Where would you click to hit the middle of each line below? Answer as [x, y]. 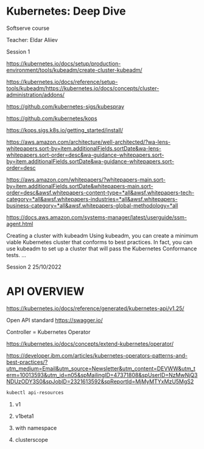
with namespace [36, 428]
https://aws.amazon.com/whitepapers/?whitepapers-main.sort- [86, 179]
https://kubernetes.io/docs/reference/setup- [62, 82]
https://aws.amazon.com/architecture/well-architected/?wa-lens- [88, 142]
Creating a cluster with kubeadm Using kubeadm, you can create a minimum [102, 235]
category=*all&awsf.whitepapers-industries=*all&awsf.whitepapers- [92, 199]
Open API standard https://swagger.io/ [55, 320]
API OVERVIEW [45, 292]
